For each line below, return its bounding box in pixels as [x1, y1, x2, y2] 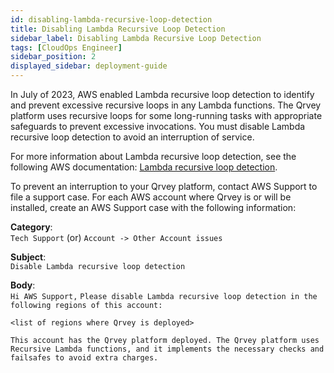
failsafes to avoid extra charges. [10, 353, 159, 363]
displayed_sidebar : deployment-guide [10, 61, 168, 71]
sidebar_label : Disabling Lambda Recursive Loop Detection [10, 33, 262, 43]
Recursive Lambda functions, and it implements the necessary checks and [10, 344, 325, 354]
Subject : [10, 251, 47, 263]
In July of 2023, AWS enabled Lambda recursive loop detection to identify [10, 89, 315, 100]
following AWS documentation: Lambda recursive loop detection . [10, 161, 278, 173]
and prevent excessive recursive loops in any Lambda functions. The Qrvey [10, 99, 322, 111]
